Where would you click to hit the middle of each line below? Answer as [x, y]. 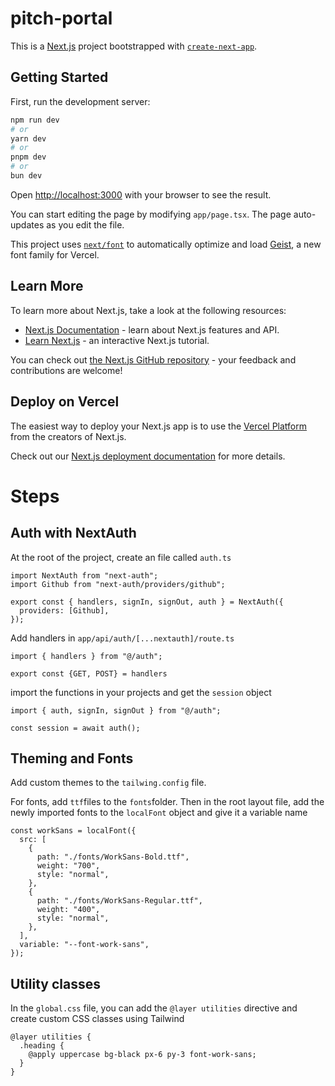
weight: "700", [68, 866]
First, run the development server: [80, 101]
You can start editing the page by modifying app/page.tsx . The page [151, 214]
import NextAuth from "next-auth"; [84, 575]
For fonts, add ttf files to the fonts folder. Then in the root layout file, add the [167, 802]
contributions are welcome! [66, 370]
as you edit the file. [85, 224]
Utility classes [55, 983]
